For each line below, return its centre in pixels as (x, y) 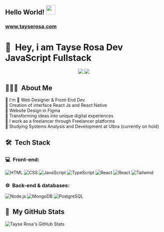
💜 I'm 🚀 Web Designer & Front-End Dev (45, 100)
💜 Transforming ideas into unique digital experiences (59, 116)
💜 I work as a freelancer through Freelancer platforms (60, 121)
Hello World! (25, 12)
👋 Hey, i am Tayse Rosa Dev (64, 47)
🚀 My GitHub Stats (35, 212)
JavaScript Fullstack (48, 58)
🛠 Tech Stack (28, 143)
